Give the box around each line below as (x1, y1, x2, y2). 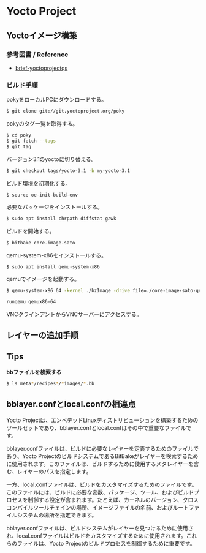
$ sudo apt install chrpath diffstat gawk (6, 216, 116, 222)
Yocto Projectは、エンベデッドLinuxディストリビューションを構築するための (6, 416, 199, 424)
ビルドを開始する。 (6, 228, 55, 235)
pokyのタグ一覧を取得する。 (6, 120, 78, 127)
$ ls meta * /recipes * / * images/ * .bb (6, 381, 95, 387)
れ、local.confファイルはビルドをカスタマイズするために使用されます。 (6, 532, 187, 540)
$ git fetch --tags (6, 138, 56, 144)
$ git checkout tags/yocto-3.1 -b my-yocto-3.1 (6, 167, 131, 174)
